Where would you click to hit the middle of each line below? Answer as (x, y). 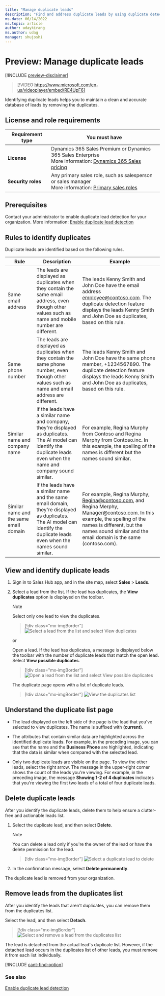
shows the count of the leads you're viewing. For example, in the (78, 772)
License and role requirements (53, 121)
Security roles (25, 181)
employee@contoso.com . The (117, 298)
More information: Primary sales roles (94, 187)
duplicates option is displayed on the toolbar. (58, 597)
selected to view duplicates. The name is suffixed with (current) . (78, 727)
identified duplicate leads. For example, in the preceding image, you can (85, 742)
